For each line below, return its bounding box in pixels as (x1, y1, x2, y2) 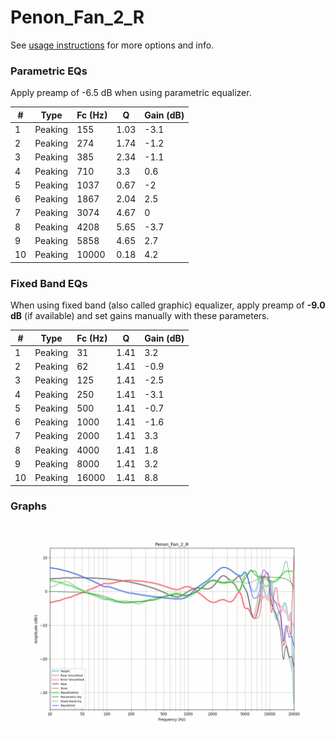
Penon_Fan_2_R (10, 6, 145, 29)
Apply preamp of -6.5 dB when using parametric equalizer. (10, 87, 252, 99)
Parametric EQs (10, 64, 88, 78)
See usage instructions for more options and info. (10, 39, 215, 51)
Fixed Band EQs (10, 276, 88, 290)
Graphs (10, 499, 47, 513)
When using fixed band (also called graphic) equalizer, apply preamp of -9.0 (10, 299, 326, 311)
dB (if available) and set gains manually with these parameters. (10, 310, 270, 322)
